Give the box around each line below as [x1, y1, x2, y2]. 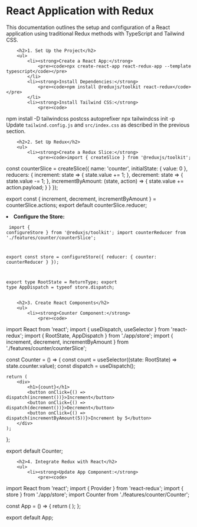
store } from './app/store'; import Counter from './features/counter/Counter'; [6, 491, 190, 498]
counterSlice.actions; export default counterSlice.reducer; [6, 201, 147, 208]
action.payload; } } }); [6, 183, 58, 190]
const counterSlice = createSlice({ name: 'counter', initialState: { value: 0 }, [6, 164, 188, 172]
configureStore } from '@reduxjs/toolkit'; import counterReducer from [6, 229, 186, 235]
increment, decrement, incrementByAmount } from [6, 338, 129, 345]
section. [6, 127, 26, 134]
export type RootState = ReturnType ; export [6, 279, 117, 285]
